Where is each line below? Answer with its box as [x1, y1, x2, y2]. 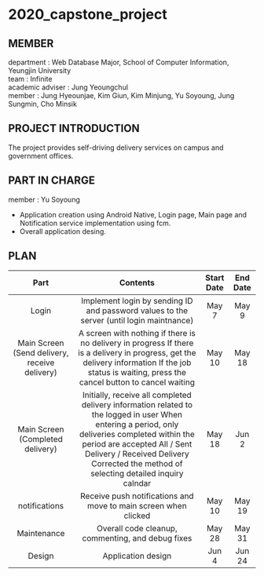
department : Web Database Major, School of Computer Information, [8, 57, 229, 67]
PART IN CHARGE [8, 174, 96, 188]
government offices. [8, 151, 74, 160]
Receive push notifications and [79, 490, 194, 501]
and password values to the [86, 305, 189, 316]
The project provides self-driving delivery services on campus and [8, 143, 224, 152]
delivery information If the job [82, 357, 192, 368]
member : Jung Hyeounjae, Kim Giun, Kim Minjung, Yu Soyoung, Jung [8, 91, 235, 100]
